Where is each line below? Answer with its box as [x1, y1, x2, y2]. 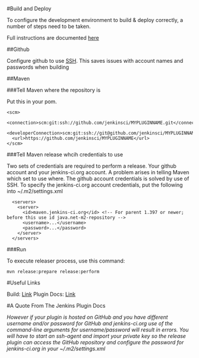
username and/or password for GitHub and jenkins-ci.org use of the [6, 320, 173, 327]
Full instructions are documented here [6, 34, 99, 41]
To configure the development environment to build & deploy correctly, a [6, 17, 184, 23]
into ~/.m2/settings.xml [6, 188, 63, 194]
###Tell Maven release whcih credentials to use [6, 151, 123, 158]
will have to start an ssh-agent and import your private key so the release [6, 333, 187, 340]
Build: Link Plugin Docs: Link [6, 290, 76, 298]
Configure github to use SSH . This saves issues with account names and [6, 57, 184, 64]
